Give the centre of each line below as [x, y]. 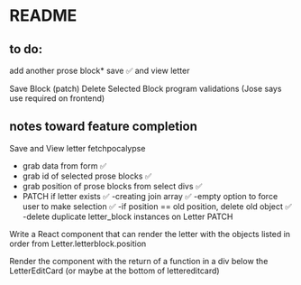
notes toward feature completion [104, 127]
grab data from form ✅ [64, 165]
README [43, 16]
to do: [26, 49]
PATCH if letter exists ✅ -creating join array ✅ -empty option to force [150, 196]
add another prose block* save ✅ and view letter [100, 70]
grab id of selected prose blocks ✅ [87, 176]
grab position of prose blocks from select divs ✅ [112, 186]
